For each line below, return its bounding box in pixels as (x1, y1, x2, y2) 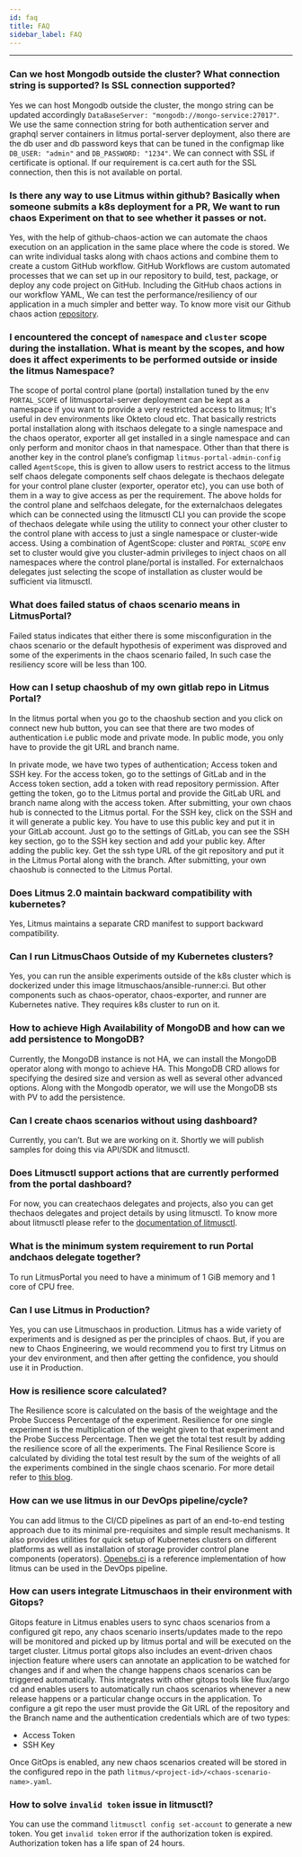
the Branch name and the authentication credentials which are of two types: (9, 1712, 290, 1723)
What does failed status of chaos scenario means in (9, 599, 241, 612)
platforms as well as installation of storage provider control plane (9, 1543, 250, 1554)
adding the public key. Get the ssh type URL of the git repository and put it (9, 844, 285, 855)
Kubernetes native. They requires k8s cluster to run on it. (9, 999, 220, 1010)
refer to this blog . (9, 1472, 74, 1483)
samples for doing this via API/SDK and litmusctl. (9, 1144, 191, 1156)
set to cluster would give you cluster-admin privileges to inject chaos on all (9, 548, 287, 558)
